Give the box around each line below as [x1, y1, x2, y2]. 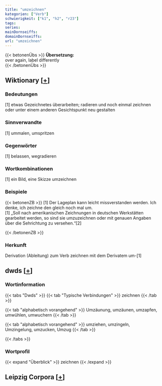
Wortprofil [5, 348, 30, 354]
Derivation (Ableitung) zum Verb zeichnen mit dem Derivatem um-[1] [5, 253, 142, 258]
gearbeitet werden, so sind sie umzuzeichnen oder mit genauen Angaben [5, 215, 151, 221]
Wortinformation [5, 281, 45, 288]
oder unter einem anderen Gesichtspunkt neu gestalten [5, 107, 115, 113]
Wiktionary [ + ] [5, 76, 50, 85]
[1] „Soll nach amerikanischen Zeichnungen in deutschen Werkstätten [5, 209, 144, 216]
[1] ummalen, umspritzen [5, 130, 55, 136]
